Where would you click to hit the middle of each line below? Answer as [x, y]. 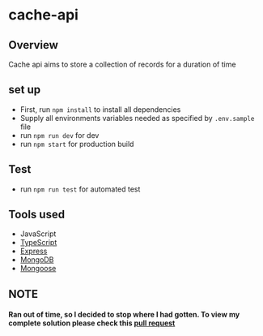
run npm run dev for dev [59, 135]
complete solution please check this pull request [92, 323]
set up [25, 90]
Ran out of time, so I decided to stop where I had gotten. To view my [124, 315]
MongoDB [37, 260]
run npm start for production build [77, 144]
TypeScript [38, 243]
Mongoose [38, 269]
